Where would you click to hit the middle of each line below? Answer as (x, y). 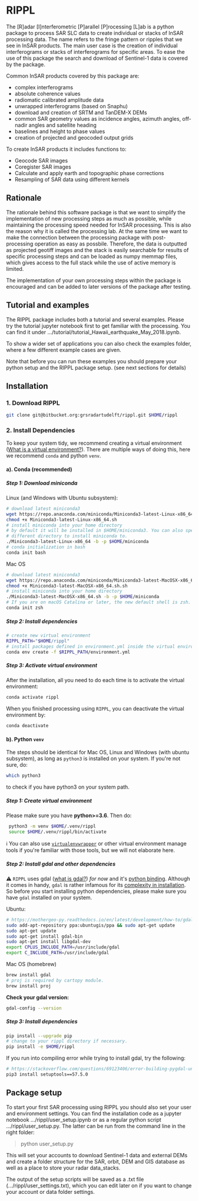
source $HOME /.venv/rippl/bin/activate (58, 832)
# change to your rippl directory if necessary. (67, 1041)
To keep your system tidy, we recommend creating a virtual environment (94, 443)
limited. (15, 269)
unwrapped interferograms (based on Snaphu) (71, 106)
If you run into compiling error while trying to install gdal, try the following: (96, 1058)
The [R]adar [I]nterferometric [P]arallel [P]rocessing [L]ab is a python (90, 27)
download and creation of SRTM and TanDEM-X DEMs (81, 112)
